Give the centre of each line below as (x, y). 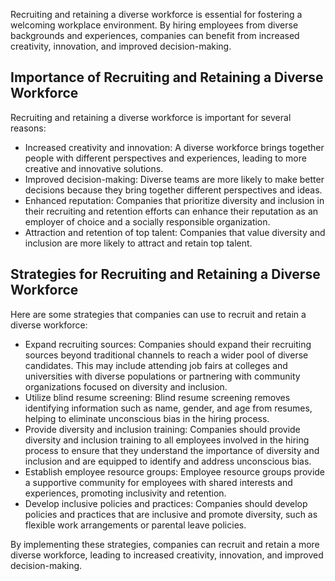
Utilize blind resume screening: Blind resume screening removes (157, 397)
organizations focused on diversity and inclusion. (126, 386)
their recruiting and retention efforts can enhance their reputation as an (171, 211)
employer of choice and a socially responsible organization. (147, 221)
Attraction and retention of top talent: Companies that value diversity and (175, 232)
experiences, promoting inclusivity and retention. (125, 493)
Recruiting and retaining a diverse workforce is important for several (151, 117)
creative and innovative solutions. (94, 168)
